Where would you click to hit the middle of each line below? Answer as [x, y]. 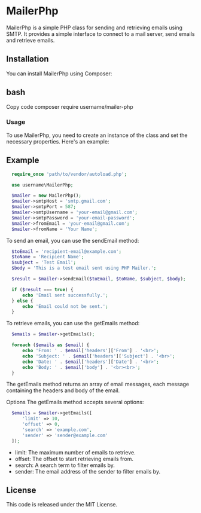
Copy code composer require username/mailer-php [70, 106]
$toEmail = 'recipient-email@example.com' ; [66, 251]
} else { [22, 301]
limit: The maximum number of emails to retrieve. [75, 452]
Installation [28, 59]
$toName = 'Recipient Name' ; [48, 257]
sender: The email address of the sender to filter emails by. [87, 471]
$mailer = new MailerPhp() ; [47, 196]
